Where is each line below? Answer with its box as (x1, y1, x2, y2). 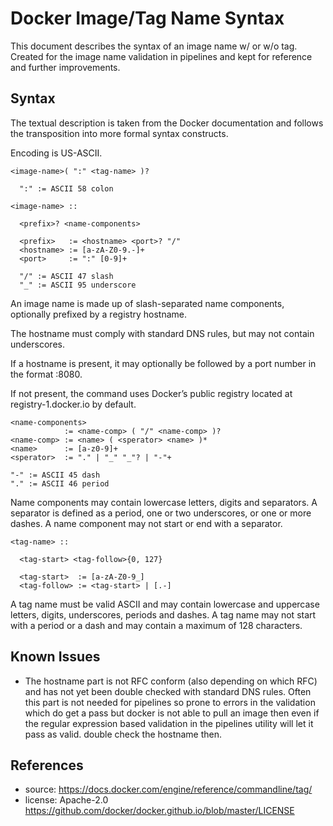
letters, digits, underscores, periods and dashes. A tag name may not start (10, 608, 317, 621)
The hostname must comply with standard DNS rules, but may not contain (10, 327, 315, 339)
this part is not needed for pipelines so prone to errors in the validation (24, 696, 316, 708)
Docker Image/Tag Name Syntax (10, 7, 285, 30)
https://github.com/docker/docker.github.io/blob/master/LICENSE (24, 805, 295, 817)
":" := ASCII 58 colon (19, 183, 114, 194)
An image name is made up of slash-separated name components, (10, 297, 285, 309)
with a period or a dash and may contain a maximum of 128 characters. (10, 619, 303, 631)
